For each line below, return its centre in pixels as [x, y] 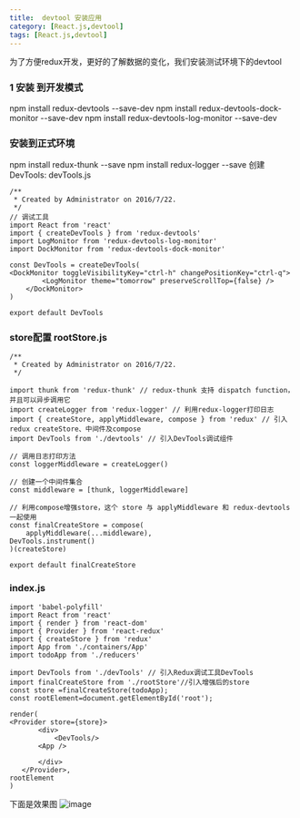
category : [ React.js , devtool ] [67, 26]
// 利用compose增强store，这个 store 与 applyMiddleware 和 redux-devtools [150, 508]
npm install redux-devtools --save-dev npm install [103, 108]
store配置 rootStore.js [58, 337]
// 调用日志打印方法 [43, 456]
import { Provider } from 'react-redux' [87, 631]
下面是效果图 [33, 803]
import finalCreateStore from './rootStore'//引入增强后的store [130, 682]
